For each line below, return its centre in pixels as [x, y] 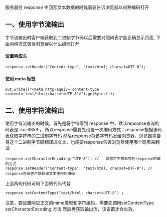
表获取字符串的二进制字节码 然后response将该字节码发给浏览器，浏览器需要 [83, 136]
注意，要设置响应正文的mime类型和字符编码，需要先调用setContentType [80, 203]
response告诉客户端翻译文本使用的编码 [40, 174]
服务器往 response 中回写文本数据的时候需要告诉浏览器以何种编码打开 [77, 7]
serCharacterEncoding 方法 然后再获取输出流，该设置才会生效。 [71, 209]
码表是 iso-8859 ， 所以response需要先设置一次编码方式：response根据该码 [83, 130]
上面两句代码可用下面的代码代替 [38, 184]
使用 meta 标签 [20, 78]
